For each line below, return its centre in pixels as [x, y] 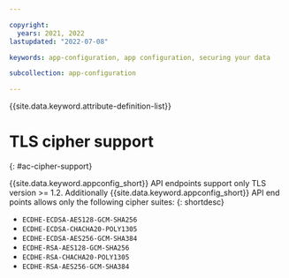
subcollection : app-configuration [73, 73]
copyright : [29, 25]
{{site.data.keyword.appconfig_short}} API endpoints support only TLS [138, 184]
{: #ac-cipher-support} [51, 166]
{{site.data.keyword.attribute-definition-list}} [91, 106]
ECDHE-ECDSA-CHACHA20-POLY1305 [80, 229]
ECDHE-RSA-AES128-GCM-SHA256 [76, 248]
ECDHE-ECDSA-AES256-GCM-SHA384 [80, 239]
